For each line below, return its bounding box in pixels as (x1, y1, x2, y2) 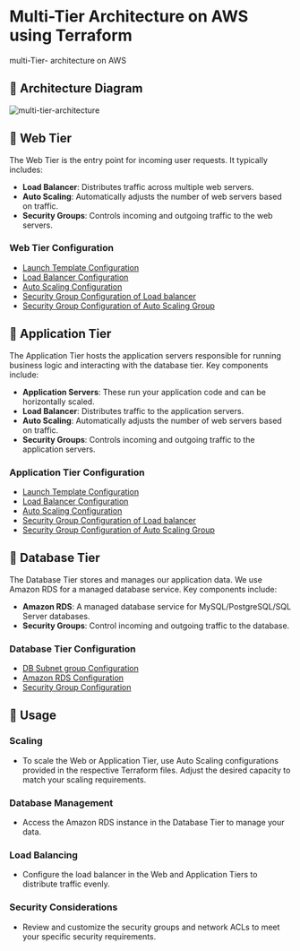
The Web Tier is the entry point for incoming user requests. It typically (9, 154, 269, 165)
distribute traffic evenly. (21, 878, 110, 889)
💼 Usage (9, 708, 56, 723)
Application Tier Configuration (9, 466, 145, 479)
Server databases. (21, 610, 90, 621)
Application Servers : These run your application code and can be (21, 386, 267, 397)
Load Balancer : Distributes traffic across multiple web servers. (21, 181, 254, 192)
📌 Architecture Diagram (9, 81, 143, 96)
